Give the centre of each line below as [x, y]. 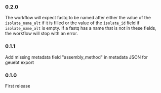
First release [18, 86]
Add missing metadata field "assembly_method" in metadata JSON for [77, 57]
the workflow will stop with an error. [41, 34]
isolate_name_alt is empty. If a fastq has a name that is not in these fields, [81, 28]
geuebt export [20, 62]
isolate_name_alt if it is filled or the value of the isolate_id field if [72, 23]
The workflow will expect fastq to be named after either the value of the [78, 18]
